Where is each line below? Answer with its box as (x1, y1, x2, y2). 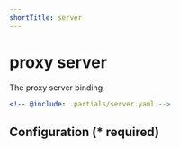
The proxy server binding (9, 82, 103, 93)
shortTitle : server (9, 13, 83, 23)
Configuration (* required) (9, 124, 160, 140)
